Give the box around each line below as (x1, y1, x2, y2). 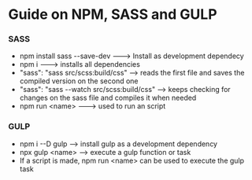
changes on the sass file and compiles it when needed (19, 93, 197, 103)
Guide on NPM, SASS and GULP (8, 6, 218, 24)
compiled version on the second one (19, 76, 139, 86)
